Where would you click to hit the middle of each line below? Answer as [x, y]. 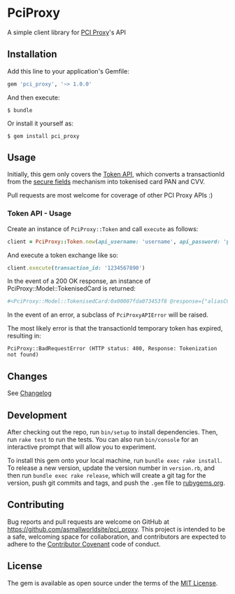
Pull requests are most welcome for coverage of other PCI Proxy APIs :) [110, 195]
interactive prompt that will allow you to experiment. [82, 447]
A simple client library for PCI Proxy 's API [66, 32]
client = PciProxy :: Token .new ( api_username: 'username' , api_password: [114, 242]
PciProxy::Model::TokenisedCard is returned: [72, 289]
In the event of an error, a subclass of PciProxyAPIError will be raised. [108, 315]
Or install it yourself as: [40, 123]
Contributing [36, 505]
